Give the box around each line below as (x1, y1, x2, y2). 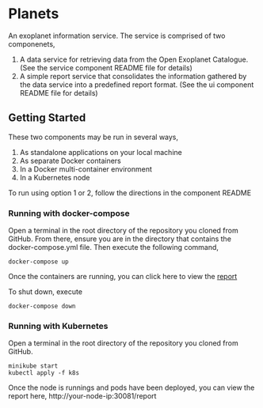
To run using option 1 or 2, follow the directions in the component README (8, 187, 252, 198)
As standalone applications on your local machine (19, 147, 182, 157)
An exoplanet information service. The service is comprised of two (8, 31, 226, 40)
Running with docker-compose (8, 207, 130, 218)
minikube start (8, 362, 59, 370)
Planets (8, 5, 59, 23)
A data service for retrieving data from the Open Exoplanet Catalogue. (19, 55, 249, 64)
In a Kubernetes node (19, 172, 90, 182)
